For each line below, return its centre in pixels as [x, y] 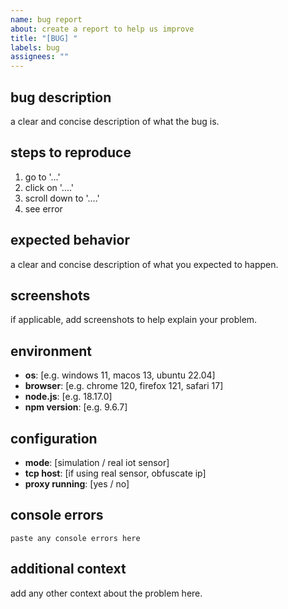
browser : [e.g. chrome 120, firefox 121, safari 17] [124, 386]
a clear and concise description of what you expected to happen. [144, 264]
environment [51, 351]
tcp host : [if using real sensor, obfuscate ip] [115, 473]
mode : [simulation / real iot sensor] [97, 462]
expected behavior [70, 240]
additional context [68, 569]
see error [43, 208]
